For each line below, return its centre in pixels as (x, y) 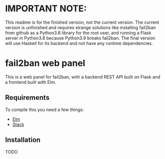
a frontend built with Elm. (31, 82)
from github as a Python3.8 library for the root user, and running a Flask (78, 33)
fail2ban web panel (45, 63)
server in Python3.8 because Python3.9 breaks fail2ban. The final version (80, 38)
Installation (23, 140)
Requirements (27, 98)
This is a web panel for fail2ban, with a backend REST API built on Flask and (83, 77)
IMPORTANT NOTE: (46, 9)
